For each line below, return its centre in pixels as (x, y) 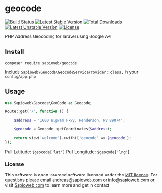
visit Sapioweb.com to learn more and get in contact (57, 185)
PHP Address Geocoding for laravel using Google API (58, 36)
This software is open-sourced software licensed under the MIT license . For (81, 175)
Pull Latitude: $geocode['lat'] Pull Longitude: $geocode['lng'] (68, 152)
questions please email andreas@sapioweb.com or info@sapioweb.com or (80, 180)
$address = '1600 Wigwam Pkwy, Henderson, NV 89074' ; (69, 120)
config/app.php (20, 77)
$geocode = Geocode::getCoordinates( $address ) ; (63, 129)
